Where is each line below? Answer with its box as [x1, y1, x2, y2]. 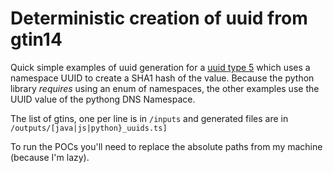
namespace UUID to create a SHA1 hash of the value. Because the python [10, 72, 315, 84]
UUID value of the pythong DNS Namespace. [10, 93, 196, 105]
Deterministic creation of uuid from [10, 7, 308, 30]
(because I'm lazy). [10, 151, 90, 163]
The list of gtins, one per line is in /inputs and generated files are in [10, 112, 289, 124]
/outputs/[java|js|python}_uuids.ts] [10, 123, 168, 133]
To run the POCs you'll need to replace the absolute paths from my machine [10, 140, 323, 152]
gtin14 [10, 28, 63, 51]
